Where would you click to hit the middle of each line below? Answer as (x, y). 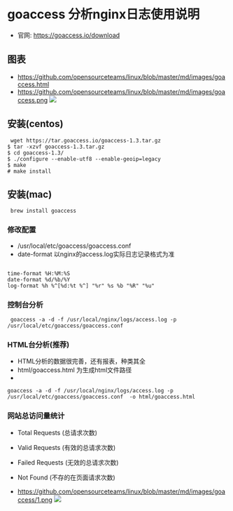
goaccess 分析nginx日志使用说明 (104, 14)
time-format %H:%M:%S (39, 273)
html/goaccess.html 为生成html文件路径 (75, 370)
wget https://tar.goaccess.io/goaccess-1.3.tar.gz (85, 140)
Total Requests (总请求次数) (57, 432)
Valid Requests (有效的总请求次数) (66, 447)
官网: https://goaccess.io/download (69, 35)
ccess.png (33, 100)
